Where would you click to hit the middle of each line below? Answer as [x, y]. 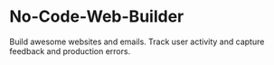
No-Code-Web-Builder [97, 17]
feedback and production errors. [70, 51]
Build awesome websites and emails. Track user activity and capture [137, 42]
